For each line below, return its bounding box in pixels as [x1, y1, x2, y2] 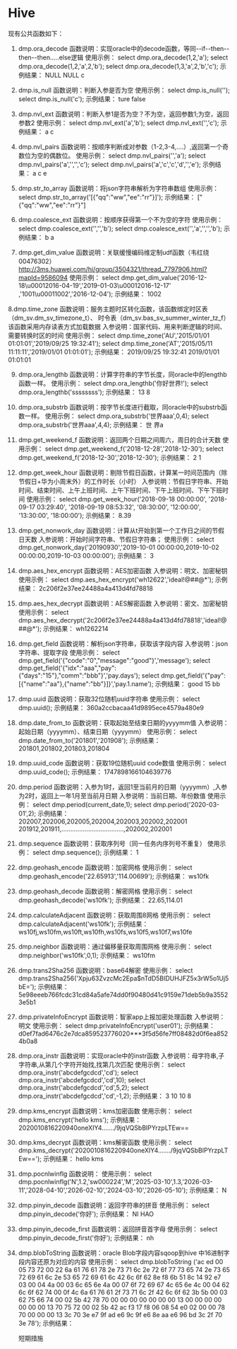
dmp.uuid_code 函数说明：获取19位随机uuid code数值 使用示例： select [18, 758, 226, 767]
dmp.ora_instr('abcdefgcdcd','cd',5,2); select [18, 1083, 149, 1092]
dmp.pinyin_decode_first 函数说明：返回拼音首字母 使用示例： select [18, 1224, 218, 1233]
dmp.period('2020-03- [152, 800, 220, 809]
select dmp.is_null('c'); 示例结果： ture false [18, 94, 146, 103]
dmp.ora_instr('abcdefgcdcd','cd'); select [18, 1068, 139, 1077]
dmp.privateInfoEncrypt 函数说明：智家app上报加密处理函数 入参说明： [18, 1012, 226, 1021]
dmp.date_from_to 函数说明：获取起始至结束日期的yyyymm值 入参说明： [18, 718, 229, 726]
